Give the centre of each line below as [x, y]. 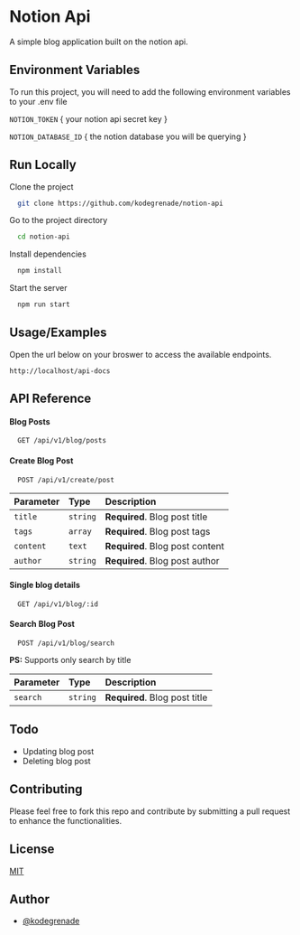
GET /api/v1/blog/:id [58, 604]
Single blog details [45, 585]
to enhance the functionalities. [66, 820]
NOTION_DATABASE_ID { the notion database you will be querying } [128, 136]
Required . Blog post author [162, 560]
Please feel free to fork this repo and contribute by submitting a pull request [150, 811]
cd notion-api [44, 237]
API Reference [50, 399]
